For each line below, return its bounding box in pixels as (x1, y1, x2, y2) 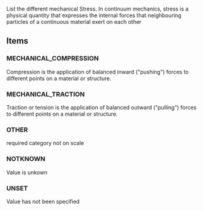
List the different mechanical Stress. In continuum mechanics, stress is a (6, 6, 189, 12)
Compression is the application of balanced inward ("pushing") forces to (6, 68, 189, 75)
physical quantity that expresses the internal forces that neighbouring (6, 12, 182, 19)
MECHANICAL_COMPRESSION (6, 54, 99, 63)
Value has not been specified (6, 198, 80, 205)
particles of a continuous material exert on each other (6, 18, 142, 25)
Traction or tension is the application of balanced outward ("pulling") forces (6, 103, 197, 111)
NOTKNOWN (6, 155, 46, 163)
